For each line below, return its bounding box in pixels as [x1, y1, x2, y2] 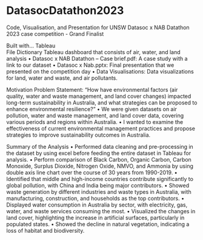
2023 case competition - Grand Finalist [6, 30, 104, 37]
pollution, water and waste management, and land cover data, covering [6, 112, 184, 119]
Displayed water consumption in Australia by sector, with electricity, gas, [6, 201, 188, 208]
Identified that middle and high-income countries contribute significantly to [6, 175, 194, 182]
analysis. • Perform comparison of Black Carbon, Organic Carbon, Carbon [6, 156, 192, 163]
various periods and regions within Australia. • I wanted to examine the [6, 118, 184, 125]
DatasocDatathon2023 [6, 4, 124, 18]
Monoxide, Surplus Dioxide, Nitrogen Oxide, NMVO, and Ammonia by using [6, 162, 194, 170]
